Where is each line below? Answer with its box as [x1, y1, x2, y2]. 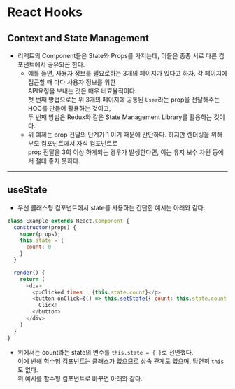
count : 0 [25, 243, 52, 251]
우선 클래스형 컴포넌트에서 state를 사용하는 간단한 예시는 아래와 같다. [17, 203, 206, 212]
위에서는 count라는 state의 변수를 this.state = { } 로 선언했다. [17, 348, 194, 356]
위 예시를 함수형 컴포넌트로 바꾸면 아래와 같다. [17, 374, 143, 383]
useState [7, 184, 48, 196]
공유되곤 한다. [48, 60, 85, 69]
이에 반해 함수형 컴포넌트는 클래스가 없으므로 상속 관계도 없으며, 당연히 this [17, 357, 225, 365]
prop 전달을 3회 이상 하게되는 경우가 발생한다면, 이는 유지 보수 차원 [27, 148, 211, 156]
